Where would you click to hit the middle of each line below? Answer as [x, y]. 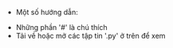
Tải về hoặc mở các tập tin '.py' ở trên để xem [90, 36]
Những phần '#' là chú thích [61, 27]
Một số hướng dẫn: [47, 12]
